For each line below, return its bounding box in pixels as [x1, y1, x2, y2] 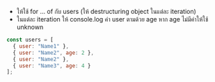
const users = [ [6, 36, 54, 43]
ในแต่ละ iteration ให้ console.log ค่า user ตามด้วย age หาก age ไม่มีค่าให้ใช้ [16, 15, 209, 23]
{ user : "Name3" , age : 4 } [13, 62, 91, 69]
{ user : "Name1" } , [13, 42, 70, 49]
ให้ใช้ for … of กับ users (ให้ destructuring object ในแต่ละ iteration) [16, 8, 196, 15]
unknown [16, 23, 44, 31]
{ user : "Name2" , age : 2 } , [13, 49, 95, 56]
